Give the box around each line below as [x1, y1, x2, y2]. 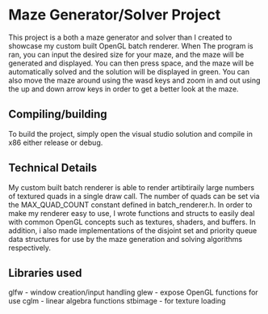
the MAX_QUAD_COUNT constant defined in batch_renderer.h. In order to [8, 200, 253, 210]
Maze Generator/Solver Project [8, 6, 221, 24]
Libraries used [8, 265, 82, 280]
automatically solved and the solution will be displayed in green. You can [8, 66, 250, 76]
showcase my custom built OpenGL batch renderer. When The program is [8, 40, 253, 50]
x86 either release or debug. [8, 138, 103, 147]
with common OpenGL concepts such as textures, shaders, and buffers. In [8, 217, 256, 227]
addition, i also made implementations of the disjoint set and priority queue [8, 225, 258, 235]
